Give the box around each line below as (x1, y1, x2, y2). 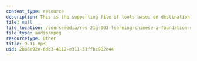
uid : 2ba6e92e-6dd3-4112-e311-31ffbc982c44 (6, 46, 114, 52)
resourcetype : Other (6, 35, 57, 41)
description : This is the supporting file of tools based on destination (6, 14, 191, 20)
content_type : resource (6, 8, 64, 15)
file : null (6, 19, 33, 25)
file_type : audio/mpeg (6, 30, 62, 36)
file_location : (6, 24, 43, 31)
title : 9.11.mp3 (6, 41, 46, 47)
